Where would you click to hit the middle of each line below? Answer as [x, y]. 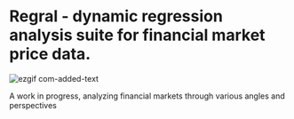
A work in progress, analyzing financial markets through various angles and [147, 96]
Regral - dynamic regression [116, 16]
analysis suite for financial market [137, 35]
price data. [50, 54]
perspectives [33, 105]
